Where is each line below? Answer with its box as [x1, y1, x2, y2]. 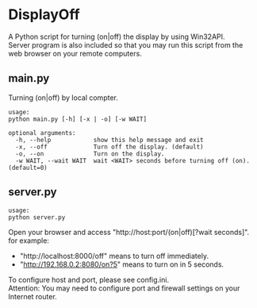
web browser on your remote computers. [8, 48, 143, 58]
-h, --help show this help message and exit [15, 136, 204, 144]
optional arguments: [8, 129, 77, 137]
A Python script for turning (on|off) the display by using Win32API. [8, 32, 225, 41]
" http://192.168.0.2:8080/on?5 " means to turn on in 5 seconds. [19, 260, 224, 269]
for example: [8, 236, 50, 245]
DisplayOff [8, 6, 81, 24]
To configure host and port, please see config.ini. [8, 275, 169, 284]
